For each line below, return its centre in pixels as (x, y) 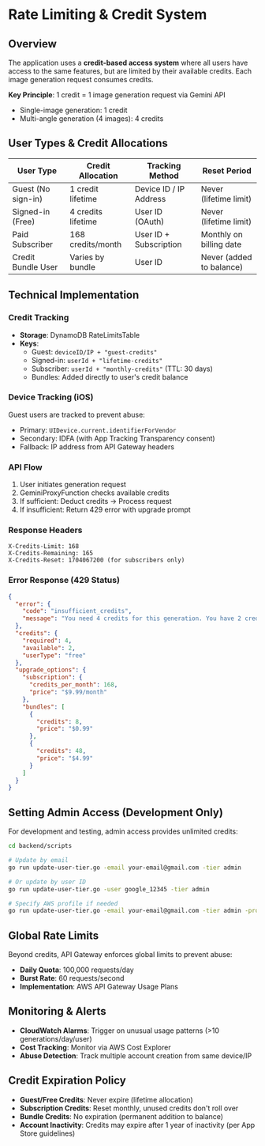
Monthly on (222, 234)
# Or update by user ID (47, 882)
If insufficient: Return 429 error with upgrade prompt (105, 510)
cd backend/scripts (40, 846)
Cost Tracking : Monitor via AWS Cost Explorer (95, 1047)
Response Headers (45, 530)
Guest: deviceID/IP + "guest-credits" (94, 352)
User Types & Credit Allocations (88, 144)
